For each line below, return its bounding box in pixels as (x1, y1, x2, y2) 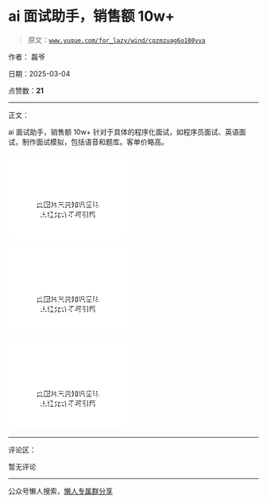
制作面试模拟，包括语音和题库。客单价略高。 (21, 137, 168, 146)
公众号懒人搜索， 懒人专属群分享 (8, 486, 113, 496)
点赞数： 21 (8, 85, 44, 96)
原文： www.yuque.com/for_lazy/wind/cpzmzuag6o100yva (27, 35, 206, 45)
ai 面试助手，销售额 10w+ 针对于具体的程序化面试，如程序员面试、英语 (8, 127, 240, 136)
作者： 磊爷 (8, 52, 45, 61)
